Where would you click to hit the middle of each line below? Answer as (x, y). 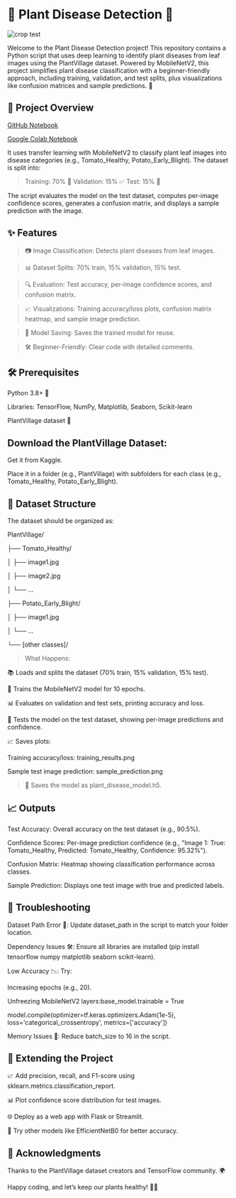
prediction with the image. (45, 210)
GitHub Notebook (33, 125)
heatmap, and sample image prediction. (83, 319)
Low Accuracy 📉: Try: (40, 971)
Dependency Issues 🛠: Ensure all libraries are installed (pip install (103, 946)
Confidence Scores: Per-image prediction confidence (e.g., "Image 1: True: (117, 842)
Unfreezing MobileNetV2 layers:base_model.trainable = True (96, 1001)
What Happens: (47, 658)
